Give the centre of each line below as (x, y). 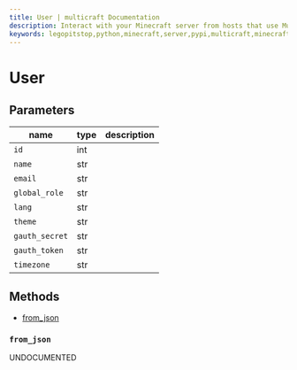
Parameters (42, 110)
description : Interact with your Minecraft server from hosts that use (144, 26)
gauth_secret (41, 236)
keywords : (27, 34)
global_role (39, 193)
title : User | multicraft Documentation (85, 17)
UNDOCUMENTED (43, 358)
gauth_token (39, 251)
